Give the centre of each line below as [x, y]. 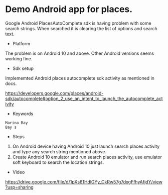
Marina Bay [17, 123]
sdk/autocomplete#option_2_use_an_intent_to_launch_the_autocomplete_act [84, 99]
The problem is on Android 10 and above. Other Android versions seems [80, 53]
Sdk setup [23, 68]
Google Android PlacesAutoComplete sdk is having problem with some [78, 23]
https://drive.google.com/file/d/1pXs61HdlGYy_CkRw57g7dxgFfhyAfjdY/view [84, 181]
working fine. [19, 58]
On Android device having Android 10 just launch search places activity [86, 146]
